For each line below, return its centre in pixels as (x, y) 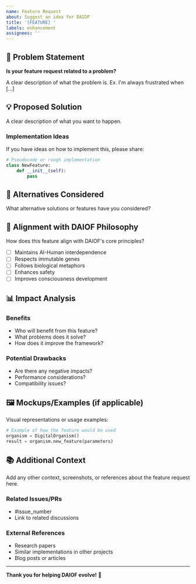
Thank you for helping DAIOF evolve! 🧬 (54, 575)
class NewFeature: (28, 165)
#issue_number (33, 512)
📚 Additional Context (46, 460)
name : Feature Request (34, 11)
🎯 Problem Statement (45, 57)
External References (36, 532)
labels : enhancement (31, 28)
